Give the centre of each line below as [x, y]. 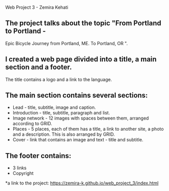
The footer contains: [38, 156]
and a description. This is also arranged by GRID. [64, 134]
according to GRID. [32, 124]
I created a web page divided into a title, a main [81, 60]
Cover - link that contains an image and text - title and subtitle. [78, 140]
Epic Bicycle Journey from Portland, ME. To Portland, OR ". [66, 43]
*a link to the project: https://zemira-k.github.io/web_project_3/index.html [82, 183]
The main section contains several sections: [77, 95]
